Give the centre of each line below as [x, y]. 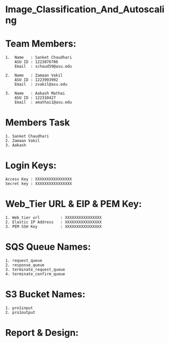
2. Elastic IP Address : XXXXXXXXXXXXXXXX [54, 222]
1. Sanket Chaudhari [27, 136]
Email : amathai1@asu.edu [43, 103]
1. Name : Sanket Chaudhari [39, 57]
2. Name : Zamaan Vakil [34, 75]
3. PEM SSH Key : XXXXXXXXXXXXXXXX [54, 227]
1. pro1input [19, 308]
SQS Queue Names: [48, 247]
